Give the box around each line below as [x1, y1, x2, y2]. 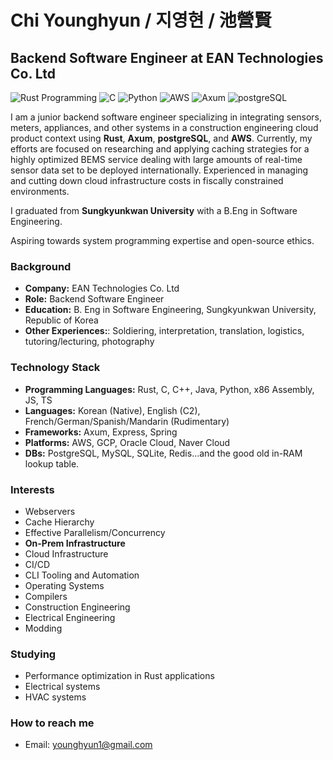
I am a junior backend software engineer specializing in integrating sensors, [10, 111, 323, 123]
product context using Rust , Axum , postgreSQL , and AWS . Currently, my [10, 132, 313, 144]
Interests [10, 482, 55, 496]
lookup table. [24, 457, 80, 470]
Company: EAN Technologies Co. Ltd [24, 282, 180, 295]
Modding [24, 622, 63, 634]
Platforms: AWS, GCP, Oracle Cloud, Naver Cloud [24, 436, 231, 448]
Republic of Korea [24, 314, 99, 326]
